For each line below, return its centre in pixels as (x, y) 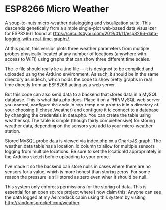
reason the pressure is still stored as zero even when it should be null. (76, 177)
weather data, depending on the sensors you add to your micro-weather (79, 126)
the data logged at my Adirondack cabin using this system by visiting (76, 197)
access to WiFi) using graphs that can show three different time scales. (78, 59)
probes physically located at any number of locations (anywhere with (76, 54)
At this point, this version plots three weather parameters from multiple (77, 48)
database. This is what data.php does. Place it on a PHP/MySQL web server (83, 99)
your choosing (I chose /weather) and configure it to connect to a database (82, 110)
